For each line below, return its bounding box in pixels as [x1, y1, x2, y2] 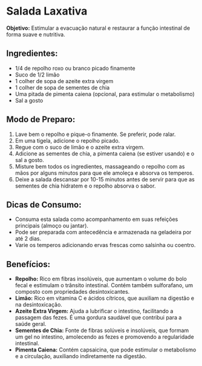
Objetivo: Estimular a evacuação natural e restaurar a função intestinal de [6, 24, 191, 32]
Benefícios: [6, 259, 50, 269]
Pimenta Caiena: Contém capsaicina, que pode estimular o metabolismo [15, 346, 197, 353]
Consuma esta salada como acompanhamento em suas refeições [15, 215, 178, 223]
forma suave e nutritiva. [6, 30, 65, 38]
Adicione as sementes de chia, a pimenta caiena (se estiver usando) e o [15, 150, 195, 157]
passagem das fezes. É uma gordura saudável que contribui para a [15, 314, 182, 321]
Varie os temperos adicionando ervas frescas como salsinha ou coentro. [15, 242, 196, 249]
